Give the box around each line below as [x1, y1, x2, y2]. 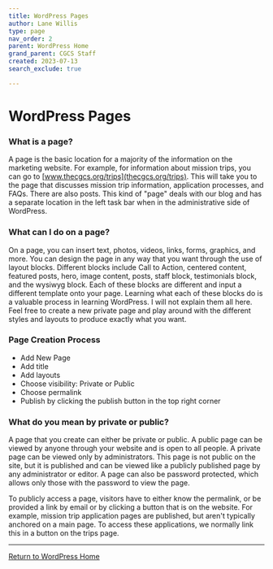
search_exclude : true [8, 65, 82, 73]
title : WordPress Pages [8, 11, 89, 20]
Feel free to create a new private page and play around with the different [8, 306, 252, 315]
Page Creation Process [8, 334, 101, 345]
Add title [19, 361, 49, 371]
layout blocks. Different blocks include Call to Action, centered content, [8, 262, 247, 272]
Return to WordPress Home [8, 552, 100, 562]
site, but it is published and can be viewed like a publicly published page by [8, 461, 261, 471]
